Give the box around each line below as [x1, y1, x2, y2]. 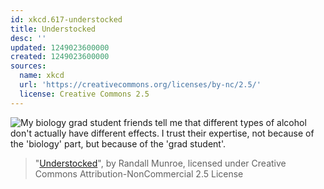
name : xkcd [19, 71, 65, 81]
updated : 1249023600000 [10, 42, 110, 53]
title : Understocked [10, 24, 97, 34]
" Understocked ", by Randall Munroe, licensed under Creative [34, 157, 287, 169]
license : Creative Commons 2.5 [19, 89, 150, 99]
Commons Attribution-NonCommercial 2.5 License [34, 167, 244, 180]
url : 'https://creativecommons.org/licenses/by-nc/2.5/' [19, 80, 262, 90]
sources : [10, 61, 47, 71]
